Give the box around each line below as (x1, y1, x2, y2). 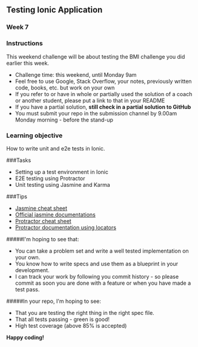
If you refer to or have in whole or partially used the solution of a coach (15, 90, 193, 97)
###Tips (6, 193, 27, 200)
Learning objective (6, 131, 63, 140)
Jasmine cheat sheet (15, 204, 68, 212)
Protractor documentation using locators (15, 224, 117, 231)
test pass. (15, 285, 40, 293)
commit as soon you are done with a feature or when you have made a (15, 279, 191, 287)
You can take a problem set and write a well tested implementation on (15, 247, 189, 255)
